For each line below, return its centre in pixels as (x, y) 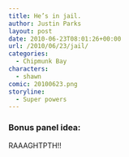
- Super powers (41, 99)
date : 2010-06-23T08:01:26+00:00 (65, 39)
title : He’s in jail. (45, 16)
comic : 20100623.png (43, 84)
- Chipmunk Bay (41, 62)
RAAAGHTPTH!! (35, 145)
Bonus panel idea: (45, 128)
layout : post (30, 31)
